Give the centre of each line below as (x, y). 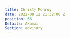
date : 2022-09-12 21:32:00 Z (35, 14)
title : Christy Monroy (28, 10)
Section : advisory (24, 28)
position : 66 (18, 19)
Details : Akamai (22, 23)
